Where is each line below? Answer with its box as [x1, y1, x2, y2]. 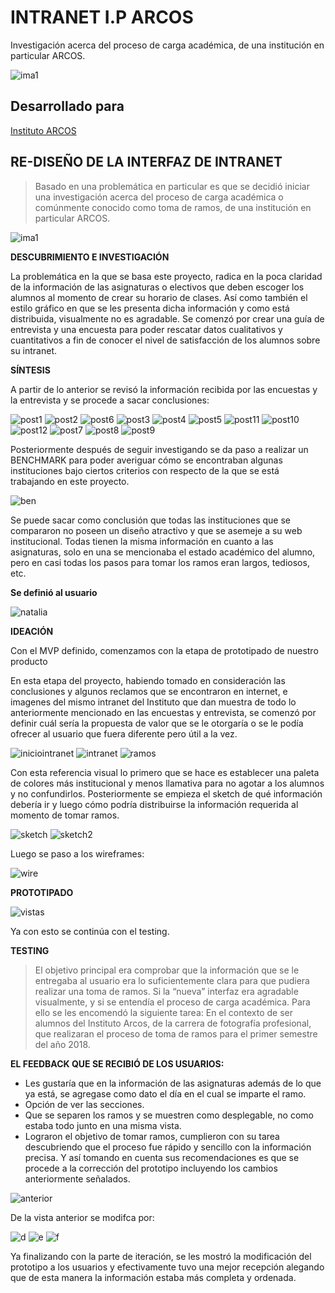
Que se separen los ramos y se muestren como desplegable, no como [24, 1109, 314, 1121]
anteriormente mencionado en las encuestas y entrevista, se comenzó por [10, 706, 317, 718]
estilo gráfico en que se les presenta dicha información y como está [10, 302, 290, 314]
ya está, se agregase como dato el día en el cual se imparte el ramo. [24, 1087, 307, 1100]
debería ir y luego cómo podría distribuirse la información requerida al [10, 798, 299, 810]
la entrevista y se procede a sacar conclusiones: [10, 394, 210, 406]
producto [10, 655, 48, 667]
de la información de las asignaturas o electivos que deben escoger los [10, 281, 305, 293]
